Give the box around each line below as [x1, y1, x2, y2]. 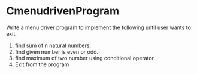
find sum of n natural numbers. [14, 42, 92, 49]
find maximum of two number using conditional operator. [14, 54, 156, 61]
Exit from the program [14, 61, 69, 68]
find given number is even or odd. [14, 48, 99, 55]
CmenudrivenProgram [6, 4, 120, 18]
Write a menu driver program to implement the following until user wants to [6, 24, 192, 31]
